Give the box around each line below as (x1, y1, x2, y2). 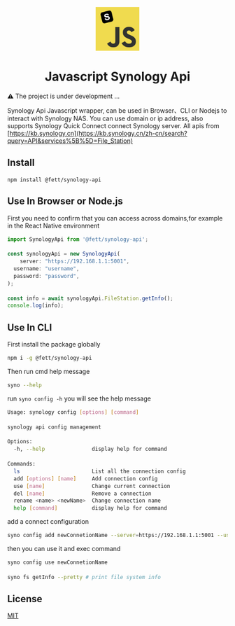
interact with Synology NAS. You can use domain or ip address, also (7, 114, 204, 123)
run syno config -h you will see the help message (7, 394, 152, 403)
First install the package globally (7, 340, 101, 349)
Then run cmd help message (7, 368, 90, 375)
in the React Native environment (7, 221, 100, 230)
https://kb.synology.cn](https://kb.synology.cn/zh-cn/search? (9, 129, 187, 137)
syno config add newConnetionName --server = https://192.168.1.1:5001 (7, 532, 215, 539)
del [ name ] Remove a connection (13, 490, 152, 497)
